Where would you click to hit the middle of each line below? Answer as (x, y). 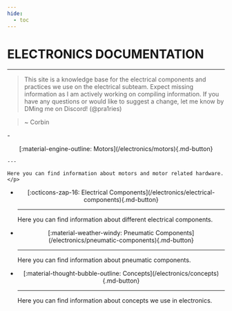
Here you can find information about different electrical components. (115, 220)
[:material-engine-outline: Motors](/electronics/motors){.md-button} (116, 149)
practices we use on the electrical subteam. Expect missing (109, 87)
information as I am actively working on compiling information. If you (122, 94)
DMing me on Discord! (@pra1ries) (73, 109)
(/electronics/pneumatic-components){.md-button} (121, 240)
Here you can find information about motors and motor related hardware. (116, 174)
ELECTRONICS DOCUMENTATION (106, 54)
